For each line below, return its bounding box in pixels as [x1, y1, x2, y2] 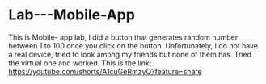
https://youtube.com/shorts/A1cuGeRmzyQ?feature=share [8, 66, 202, 76]
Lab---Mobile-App [8, 6, 136, 24]
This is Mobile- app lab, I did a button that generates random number [8, 32, 239, 42]
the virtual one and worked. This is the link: [8, 58, 152, 68]
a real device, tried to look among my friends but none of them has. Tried [8, 49, 252, 59]
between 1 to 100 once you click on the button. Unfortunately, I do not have [8, 40, 259, 50]
